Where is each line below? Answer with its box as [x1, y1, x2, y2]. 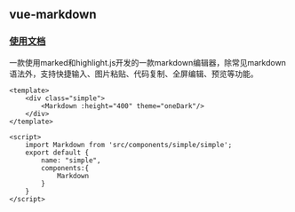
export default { [25, 148, 90, 157]
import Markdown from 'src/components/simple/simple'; [25, 140, 233, 149]
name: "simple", [41, 155, 101, 165]
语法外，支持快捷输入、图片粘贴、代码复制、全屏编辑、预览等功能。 [9, 68, 259, 79]
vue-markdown [9, 7, 97, 22]
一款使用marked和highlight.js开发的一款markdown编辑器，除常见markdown [9, 57, 287, 67]
